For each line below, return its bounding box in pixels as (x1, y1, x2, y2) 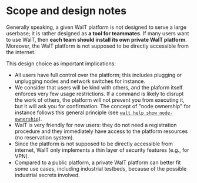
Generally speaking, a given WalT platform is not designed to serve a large (6, 24, 187, 31)
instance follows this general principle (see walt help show (14, 109, 157, 116)
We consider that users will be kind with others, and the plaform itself (14, 84, 183, 91)
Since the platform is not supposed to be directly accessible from (14, 140, 173, 147)
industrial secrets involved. (14, 171, 81, 178)
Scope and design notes (6, 4, 127, 18)
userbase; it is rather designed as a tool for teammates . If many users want (6, 29, 189, 36)
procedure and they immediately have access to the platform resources (14, 128, 188, 135)
